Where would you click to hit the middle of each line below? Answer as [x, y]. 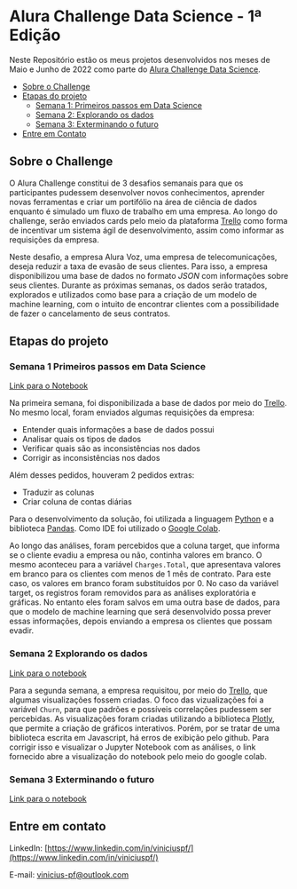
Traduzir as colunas [58, 492]
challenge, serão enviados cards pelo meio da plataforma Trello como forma [148, 220]
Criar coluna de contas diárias [77, 502]
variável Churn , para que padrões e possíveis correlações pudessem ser [141, 709]
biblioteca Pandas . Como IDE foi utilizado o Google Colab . [115, 528]
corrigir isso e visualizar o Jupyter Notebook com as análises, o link [133, 747]
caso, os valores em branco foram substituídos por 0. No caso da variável [144, 583]
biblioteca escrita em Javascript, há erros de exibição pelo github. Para [139, 737]
